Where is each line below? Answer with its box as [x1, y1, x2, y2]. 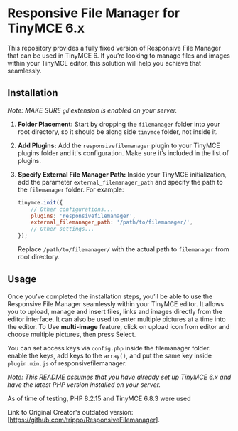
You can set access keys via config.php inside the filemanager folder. [7, 343, 211, 352]
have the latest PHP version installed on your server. [7, 380, 161, 389]
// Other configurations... [31, 205, 114, 213]
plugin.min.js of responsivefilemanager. [7, 358, 127, 368]
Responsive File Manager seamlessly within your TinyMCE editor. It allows [7, 299, 225, 308]
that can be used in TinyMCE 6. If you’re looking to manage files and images [7, 51, 231, 60]
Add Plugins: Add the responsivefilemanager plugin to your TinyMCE [17, 141, 220, 150]
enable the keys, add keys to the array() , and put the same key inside [7, 351, 212, 360]
